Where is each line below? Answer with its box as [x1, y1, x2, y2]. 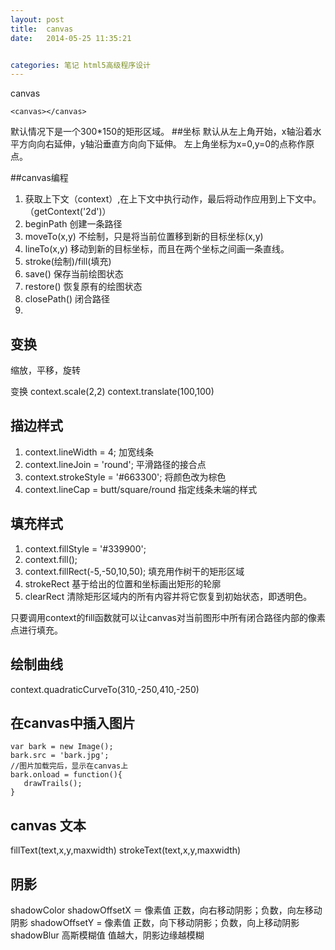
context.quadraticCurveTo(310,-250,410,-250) [10, 683, 200, 695]
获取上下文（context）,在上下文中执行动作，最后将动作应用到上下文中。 [24, 193, 322, 205]
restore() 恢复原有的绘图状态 [24, 281, 143, 293]
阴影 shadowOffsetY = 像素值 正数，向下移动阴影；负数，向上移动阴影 [10, 916, 300, 928]
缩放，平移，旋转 [10, 364, 81, 376]
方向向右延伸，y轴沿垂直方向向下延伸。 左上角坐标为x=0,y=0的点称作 [18, 138, 307, 150]
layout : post [10, 14, 65, 25]
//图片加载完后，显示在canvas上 [10, 761, 129, 771]
